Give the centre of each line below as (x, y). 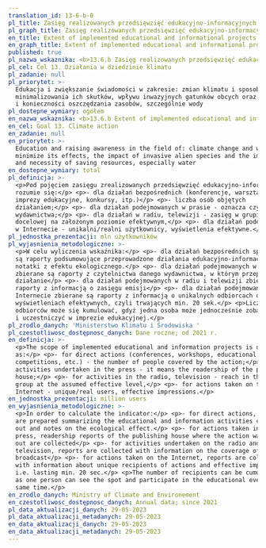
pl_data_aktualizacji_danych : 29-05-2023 (78, 510)
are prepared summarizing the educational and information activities (134, 421)
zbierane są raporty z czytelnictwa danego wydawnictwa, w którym (127, 274)
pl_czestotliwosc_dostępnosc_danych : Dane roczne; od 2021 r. (113, 333)
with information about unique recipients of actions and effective (131, 466)
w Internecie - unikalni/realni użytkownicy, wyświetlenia (115, 230)
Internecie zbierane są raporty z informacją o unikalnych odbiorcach (134, 296)
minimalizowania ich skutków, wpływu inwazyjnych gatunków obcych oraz (136, 97)
